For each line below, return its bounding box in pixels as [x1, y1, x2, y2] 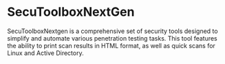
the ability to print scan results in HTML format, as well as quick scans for [7, 41, 215, 50]
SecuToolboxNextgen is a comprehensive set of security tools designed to [7, 27, 218, 35]
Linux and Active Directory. [7, 49, 84, 57]
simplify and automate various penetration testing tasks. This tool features [7, 34, 218, 42]
